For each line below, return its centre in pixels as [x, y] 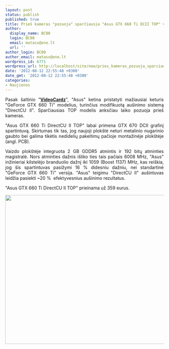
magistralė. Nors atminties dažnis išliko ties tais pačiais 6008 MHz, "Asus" [84, 157]
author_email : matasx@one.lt [36, 57]
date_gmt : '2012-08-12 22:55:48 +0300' [47, 76]
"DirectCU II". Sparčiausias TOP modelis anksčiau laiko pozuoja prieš [84, 110]
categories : [18, 80]
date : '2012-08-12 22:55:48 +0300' [43, 71]
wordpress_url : [21, 66]
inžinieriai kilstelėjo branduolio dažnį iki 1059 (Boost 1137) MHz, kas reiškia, [84, 162]
